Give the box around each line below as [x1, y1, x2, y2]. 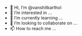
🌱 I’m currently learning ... [9, 15, 63, 20]
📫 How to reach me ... [9, 26, 56, 31]
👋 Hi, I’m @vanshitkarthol [9, 5, 62, 10]
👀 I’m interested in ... [9, 10, 52, 16]
